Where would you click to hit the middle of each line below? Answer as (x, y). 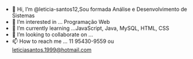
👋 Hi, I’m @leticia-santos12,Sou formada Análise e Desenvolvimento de (99, 9)
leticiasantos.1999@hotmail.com (52, 50)
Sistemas (23, 15)
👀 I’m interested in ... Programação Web (61, 22)
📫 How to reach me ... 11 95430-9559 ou (63, 41)
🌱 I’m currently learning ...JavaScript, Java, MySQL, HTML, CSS (91, 28)
